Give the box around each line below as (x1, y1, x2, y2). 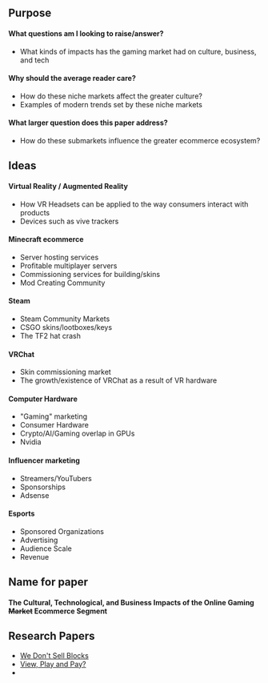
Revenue (19, 552, 50, 561)
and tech (19, 55, 50, 65)
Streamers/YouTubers (19, 473, 92, 483)
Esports (8, 508, 35, 519)
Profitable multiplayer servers (19, 260, 118, 271)
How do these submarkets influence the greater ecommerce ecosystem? (19, 136, 261, 145)
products (19, 207, 50, 217)
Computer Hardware (8, 394, 78, 404)
